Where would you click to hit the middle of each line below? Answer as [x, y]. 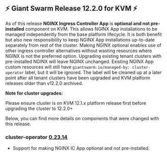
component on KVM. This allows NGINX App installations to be [91, 29]
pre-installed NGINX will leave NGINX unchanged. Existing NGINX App [79, 61]
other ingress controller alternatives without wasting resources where [79, 51]
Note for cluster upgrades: [34, 93]
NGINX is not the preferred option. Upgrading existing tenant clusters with [83, 56]
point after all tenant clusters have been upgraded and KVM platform [78, 78]
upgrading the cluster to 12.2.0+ [39, 108]
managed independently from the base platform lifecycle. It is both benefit [84, 34]
